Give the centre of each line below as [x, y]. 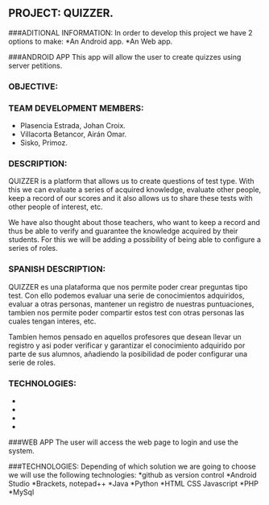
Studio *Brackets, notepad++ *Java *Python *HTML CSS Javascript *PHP [134, 483]
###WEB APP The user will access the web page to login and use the [124, 442]
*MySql [21, 492]
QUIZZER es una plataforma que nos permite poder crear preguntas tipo [128, 286]
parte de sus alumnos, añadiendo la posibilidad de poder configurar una [128, 353]
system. [21, 450]
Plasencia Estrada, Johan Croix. [73, 126]
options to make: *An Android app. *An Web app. [91, 41]
